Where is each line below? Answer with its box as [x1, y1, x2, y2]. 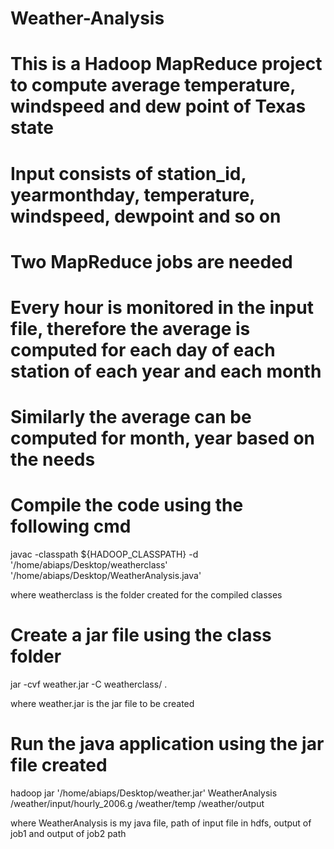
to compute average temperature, [10, 74, 296, 97]
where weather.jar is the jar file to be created [10, 698, 195, 709]
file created [10, 754, 108, 777]
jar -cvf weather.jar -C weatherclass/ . [10, 678, 168, 690]
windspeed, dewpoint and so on [10, 205, 282, 227]
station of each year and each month [10, 360, 322, 382]
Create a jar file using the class [10, 624, 272, 647]
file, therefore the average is [10, 317, 251, 340]
